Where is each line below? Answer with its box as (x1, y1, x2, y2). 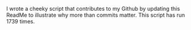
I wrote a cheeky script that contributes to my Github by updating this (6, 5, 181, 12)
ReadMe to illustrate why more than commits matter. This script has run (6, 11, 186, 19)
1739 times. (6, 18, 35, 25)
